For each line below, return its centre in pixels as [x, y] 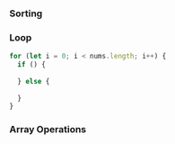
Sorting [26, 13]
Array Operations [48, 130]
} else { [34, 81]
